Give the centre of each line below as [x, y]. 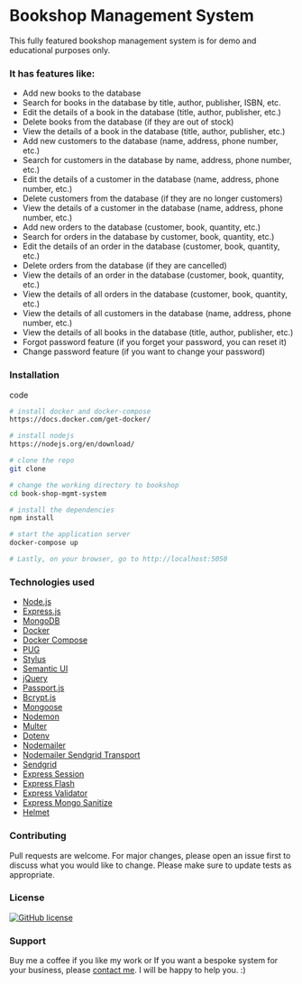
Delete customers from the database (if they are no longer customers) [152, 198]
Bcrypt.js [39, 697]
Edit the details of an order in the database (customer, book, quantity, [151, 246]
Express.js [41, 611]
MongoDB [41, 621]
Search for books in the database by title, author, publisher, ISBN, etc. [151, 103]
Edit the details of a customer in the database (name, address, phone [151, 179]
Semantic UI [45, 669]
